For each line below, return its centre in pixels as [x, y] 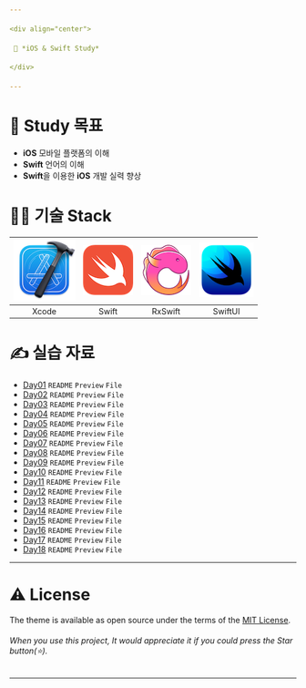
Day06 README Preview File [73, 433]
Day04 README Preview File [73, 414]
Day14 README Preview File [72, 510]
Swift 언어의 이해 [53, 164]
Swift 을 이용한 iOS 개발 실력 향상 [82, 175]
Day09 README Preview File [73, 462]
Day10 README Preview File [72, 472]
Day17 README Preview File [72, 539]
